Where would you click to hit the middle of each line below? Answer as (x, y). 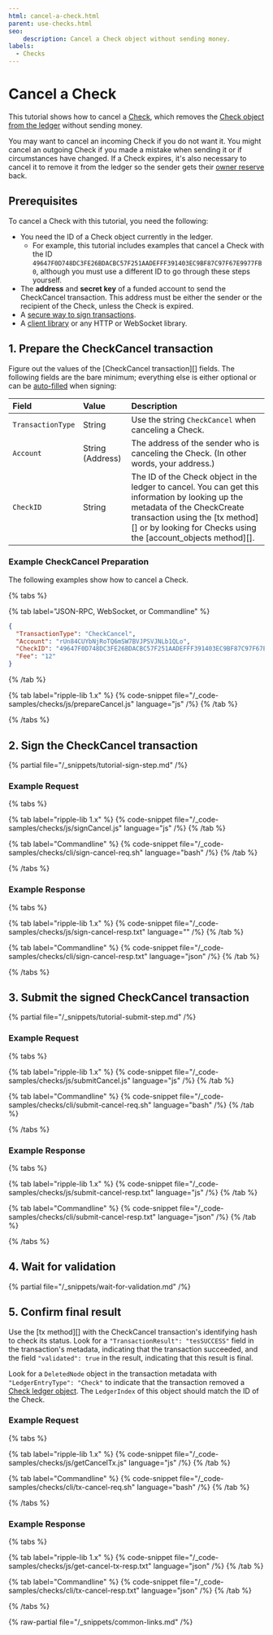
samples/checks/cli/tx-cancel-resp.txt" (74, 1591)
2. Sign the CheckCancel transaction (103, 745)
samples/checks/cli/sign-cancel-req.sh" (76, 853)
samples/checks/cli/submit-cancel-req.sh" (80, 1105)
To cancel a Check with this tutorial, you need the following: (108, 221)
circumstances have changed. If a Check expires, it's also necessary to (128, 158)
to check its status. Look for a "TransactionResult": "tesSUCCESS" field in (131, 1340)
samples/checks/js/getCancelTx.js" (68, 1462)
